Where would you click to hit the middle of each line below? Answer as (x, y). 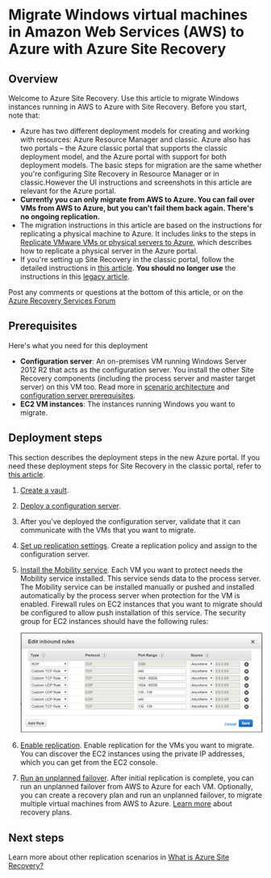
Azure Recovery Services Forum (62, 301)
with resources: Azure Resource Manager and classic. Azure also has (135, 139)
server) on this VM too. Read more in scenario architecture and (125, 387)
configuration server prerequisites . (77, 395)
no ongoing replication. (60, 216)
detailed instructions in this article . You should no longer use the (128, 268)
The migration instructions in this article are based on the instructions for (141, 225)
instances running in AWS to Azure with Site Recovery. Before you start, (128, 107)
